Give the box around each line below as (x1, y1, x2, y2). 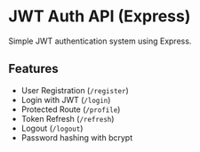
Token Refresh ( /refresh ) (20, 113, 115, 124)
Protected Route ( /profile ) (20, 104, 121, 115)
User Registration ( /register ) (20, 84, 130, 95)
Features (8, 61, 59, 76)
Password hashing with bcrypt (20, 132, 133, 143)
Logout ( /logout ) (20, 123, 84, 133)
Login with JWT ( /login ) (20, 94, 111, 105)
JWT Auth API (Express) (8, 6, 191, 27)
